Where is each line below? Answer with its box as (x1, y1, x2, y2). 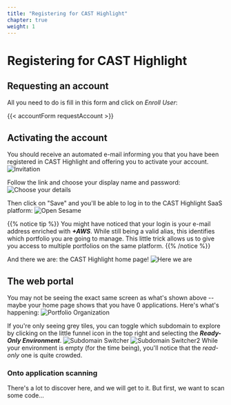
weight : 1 (7, 23, 36, 30)
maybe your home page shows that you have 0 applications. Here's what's (7, 301, 219, 309)
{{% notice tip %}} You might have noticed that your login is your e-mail (7, 220, 211, 228)
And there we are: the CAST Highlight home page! (7, 255, 150, 263)
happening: (7, 308, 39, 317)
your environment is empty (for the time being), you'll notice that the (7, 343, 201, 352)
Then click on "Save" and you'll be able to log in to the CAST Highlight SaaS (7, 199, 223, 207)
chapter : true (7, 17, 48, 23)
